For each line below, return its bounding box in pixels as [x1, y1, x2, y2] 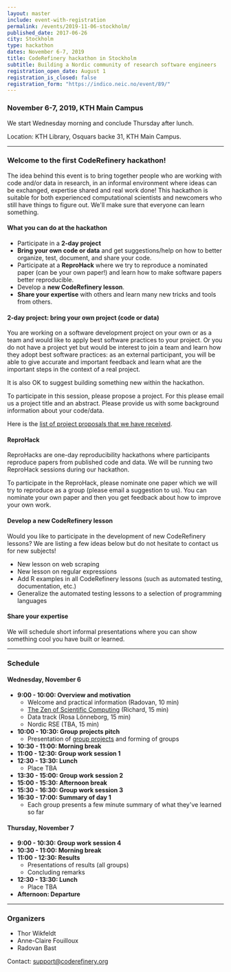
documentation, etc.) [16, 582, 77, 590]
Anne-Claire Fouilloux [16, 937, 79, 945]
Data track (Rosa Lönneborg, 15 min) [27, 712, 131, 721]
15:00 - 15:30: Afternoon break [16, 779, 108, 787]
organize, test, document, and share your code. [16, 254, 152, 262]
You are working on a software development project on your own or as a [7, 328, 212, 337]
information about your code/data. [7, 407, 104, 415]
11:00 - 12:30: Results [16, 854, 80, 862]
